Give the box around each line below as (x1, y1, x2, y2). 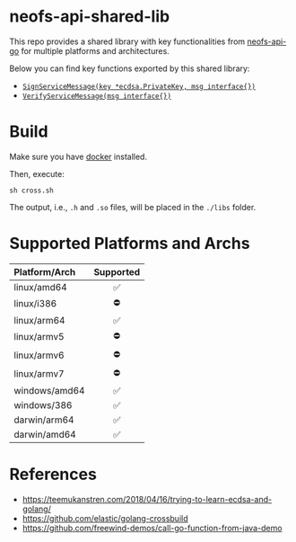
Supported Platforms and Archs (9, 234, 250, 253)
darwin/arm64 (13, 413, 74, 426)
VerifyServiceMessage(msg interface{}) (22, 92, 172, 101)
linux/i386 (13, 298, 57, 310)
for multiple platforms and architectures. (21, 45, 170, 56)
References (9, 465, 97, 484)
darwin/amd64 (13, 428, 76, 440)
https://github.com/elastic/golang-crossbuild (22, 512, 188, 523)
